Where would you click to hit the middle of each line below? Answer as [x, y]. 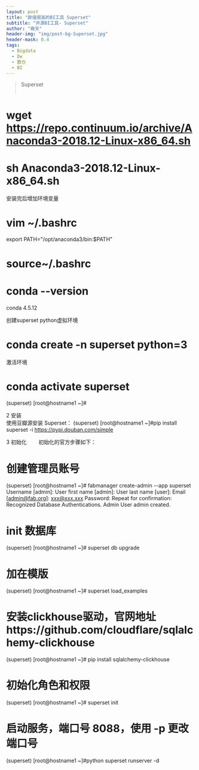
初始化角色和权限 [48, 686]
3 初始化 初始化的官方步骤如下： [51, 442]
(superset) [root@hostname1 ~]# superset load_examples [77, 591]
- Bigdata [24, 51]
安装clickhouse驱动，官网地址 [81, 617]
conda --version [48, 291]
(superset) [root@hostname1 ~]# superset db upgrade [73, 548]
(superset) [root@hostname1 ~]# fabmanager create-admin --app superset [99, 486]
